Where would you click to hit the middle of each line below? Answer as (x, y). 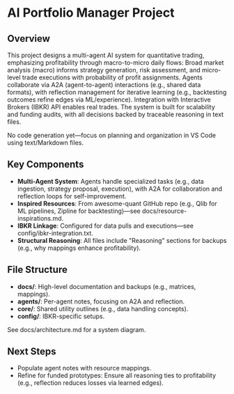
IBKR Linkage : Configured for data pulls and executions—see (105, 226)
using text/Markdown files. (45, 143)
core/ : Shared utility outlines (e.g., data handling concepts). (103, 308)
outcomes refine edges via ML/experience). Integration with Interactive (109, 100)
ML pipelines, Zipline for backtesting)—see (79, 211)
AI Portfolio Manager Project (91, 13)
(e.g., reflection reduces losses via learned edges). (90, 383)
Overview (29, 39)
